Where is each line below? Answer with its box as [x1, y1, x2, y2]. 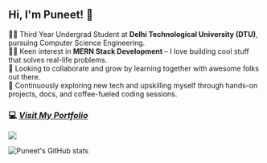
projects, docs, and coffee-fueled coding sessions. [8, 89, 178, 99]
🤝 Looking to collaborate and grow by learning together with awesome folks [8, 63, 260, 73]
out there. [8, 71, 41, 81]
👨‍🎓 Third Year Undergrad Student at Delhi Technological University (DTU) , [8, 29, 258, 39]
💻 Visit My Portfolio [8, 109, 88, 120]
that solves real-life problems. [8, 55, 108, 64]
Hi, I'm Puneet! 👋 [8, 8, 94, 22]
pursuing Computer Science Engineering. [8, 38, 146, 47]
